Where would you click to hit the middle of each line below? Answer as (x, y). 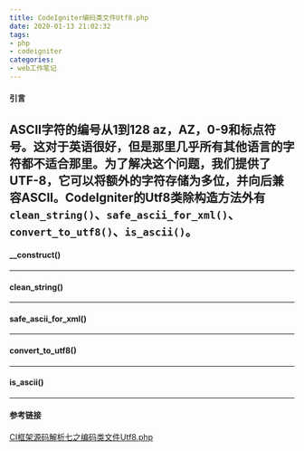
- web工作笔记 (33, 69)
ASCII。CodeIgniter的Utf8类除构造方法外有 (143, 197)
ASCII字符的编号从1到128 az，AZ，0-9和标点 (137, 129)
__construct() (35, 255)
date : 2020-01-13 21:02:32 (60, 26)
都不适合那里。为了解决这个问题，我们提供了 (146, 163)
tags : (19, 34)
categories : (32, 60)
